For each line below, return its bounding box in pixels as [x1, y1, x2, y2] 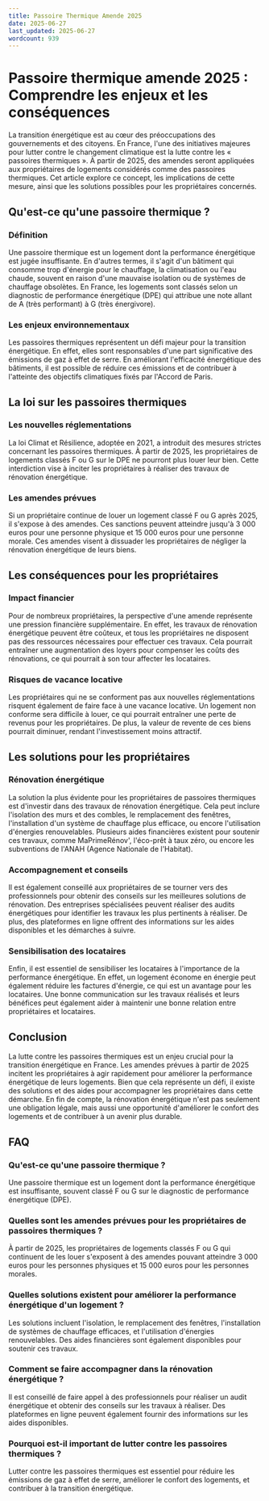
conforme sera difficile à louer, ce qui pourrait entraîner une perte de [8, 710, 237, 719]
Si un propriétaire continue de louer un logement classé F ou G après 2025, [8, 510, 259, 521]
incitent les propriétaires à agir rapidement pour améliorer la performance [8, 1069, 253, 1079]
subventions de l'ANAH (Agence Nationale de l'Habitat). [8, 844, 193, 853]
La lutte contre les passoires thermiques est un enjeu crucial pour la [8, 1051, 234, 1062]
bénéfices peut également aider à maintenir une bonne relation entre [8, 998, 236, 1008]
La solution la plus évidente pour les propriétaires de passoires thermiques [8, 792, 256, 802]
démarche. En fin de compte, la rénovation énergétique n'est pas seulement [8, 1095, 260, 1105]
